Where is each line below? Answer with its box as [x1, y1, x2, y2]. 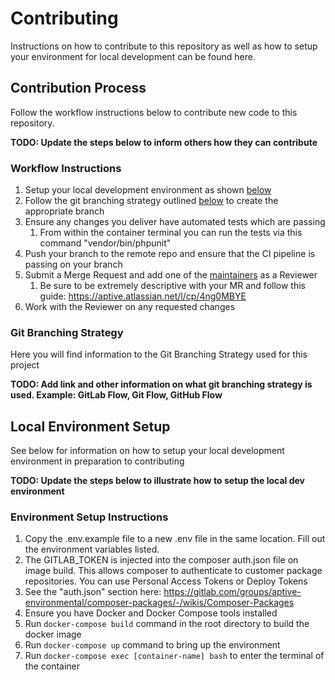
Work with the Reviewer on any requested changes [24, 301, 236, 313]
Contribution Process [10, 80, 147, 97]
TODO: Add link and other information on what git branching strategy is [10, 378, 313, 391]
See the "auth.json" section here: [24, 586, 162, 598]
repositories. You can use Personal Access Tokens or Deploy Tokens [24, 575, 308, 587]
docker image [24, 628, 82, 641]
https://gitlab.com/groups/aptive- [163, 586, 302, 598]
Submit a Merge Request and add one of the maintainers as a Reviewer [24, 269, 318, 281]
